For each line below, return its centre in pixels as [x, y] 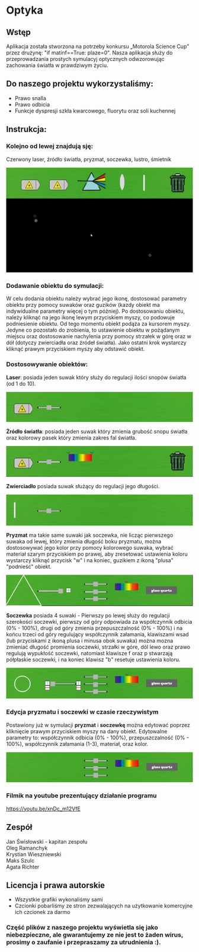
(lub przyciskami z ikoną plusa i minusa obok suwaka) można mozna [90, 641]
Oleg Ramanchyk [27, 848]
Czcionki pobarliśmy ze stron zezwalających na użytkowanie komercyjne [104, 906]
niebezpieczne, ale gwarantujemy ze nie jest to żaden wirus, [95, 935]
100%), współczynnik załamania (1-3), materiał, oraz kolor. [77, 743]
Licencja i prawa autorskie [56, 885]
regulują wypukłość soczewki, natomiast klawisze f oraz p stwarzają [89, 653]
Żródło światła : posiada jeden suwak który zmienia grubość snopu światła [97, 432]
